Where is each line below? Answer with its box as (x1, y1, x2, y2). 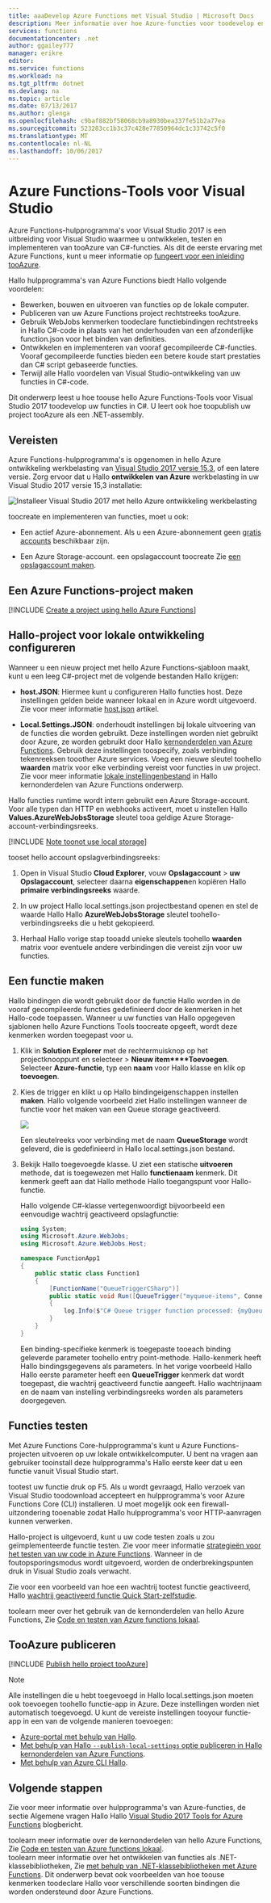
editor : (8, 57, 35, 65)
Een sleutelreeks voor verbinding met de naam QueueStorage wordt (19, 1135, 248, 1145)
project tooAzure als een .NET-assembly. (8, 410, 144, 420)
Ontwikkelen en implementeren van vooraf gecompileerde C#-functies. (19, 342, 257, 352)
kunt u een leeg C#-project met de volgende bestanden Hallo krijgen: (8, 671, 240, 681)
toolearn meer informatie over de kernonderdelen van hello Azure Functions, (8, 1835, 263, 1846)
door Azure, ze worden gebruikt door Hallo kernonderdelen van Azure (19, 737, 252, 746)
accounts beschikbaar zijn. (19, 536, 110, 546)
